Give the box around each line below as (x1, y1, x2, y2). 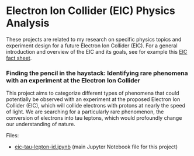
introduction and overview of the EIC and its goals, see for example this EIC (6, 48, 188, 55)
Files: (6, 132, 19, 139)
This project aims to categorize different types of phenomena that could (6, 89, 179, 97)
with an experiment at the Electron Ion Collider (6, 76, 140, 84)
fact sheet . (6, 54, 32, 61)
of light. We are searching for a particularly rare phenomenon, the (6, 108, 164, 115)
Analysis (6, 16, 50, 30)
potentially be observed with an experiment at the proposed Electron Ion (6, 96, 181, 103)
